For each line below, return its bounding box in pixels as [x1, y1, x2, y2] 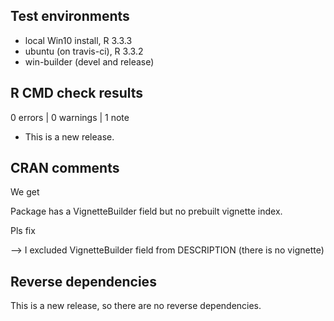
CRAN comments [10, 160, 120, 177]
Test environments [10, 8, 130, 25]
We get [10, 186, 40, 198]
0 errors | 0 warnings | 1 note [10, 111, 130, 123]
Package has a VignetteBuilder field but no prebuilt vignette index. [10, 205, 283, 218]
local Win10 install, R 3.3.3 [24, 34, 133, 46]
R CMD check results [10, 85, 144, 102]
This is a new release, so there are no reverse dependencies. [10, 300, 262, 312]
